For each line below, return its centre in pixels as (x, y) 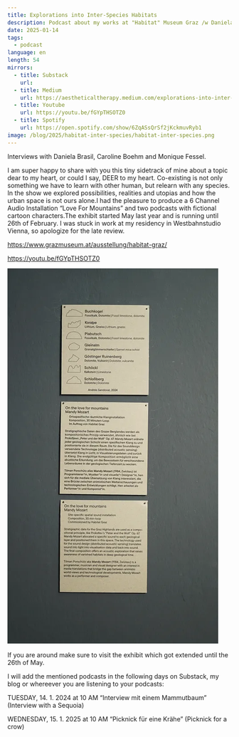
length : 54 (23, 61)
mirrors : (20, 68)
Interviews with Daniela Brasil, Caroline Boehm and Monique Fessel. (107, 156)
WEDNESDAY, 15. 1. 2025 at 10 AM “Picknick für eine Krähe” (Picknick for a (117, 718)
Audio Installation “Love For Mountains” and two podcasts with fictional (112, 208)
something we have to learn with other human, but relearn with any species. (118, 185)
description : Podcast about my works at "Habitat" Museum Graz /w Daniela (121, 22)
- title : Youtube (39, 105)
